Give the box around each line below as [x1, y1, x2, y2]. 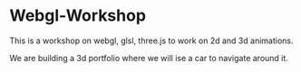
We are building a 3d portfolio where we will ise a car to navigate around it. [9, 52, 288, 63]
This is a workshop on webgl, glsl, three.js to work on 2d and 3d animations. [9, 35, 294, 46]
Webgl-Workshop [9, 5, 147, 26]
